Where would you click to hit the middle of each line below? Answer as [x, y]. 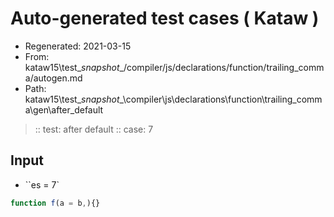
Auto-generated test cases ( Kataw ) [165, 18]
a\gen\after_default [64, 109]
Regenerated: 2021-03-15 [78, 46]
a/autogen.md [53, 78]
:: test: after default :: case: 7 [94, 129]
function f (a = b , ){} [55, 203]
